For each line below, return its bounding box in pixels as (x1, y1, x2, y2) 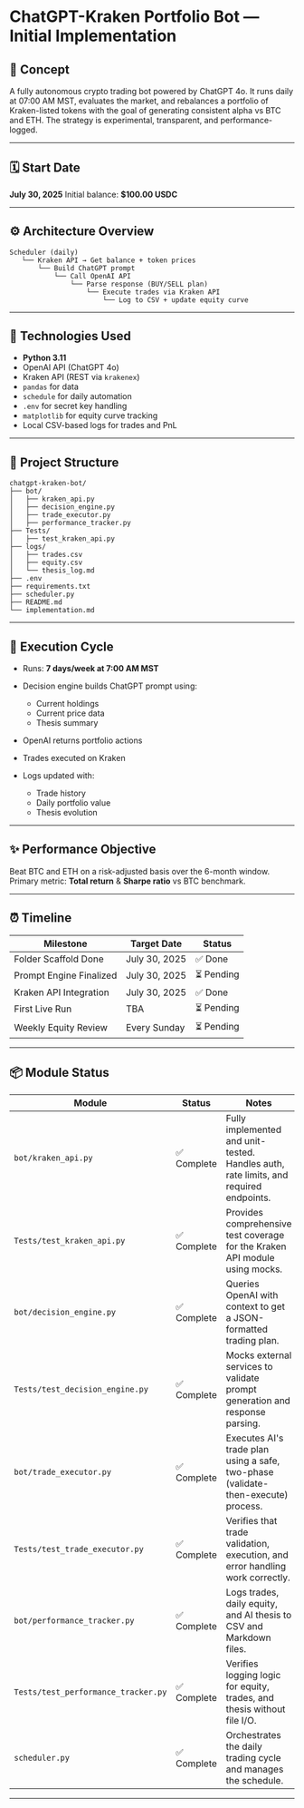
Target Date (129, 937, 183, 950)
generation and (225, 1394, 291, 1407)
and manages (225, 1763, 284, 1775)
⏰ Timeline (9, 910, 72, 926)
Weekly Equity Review (14, 1021, 109, 1034)
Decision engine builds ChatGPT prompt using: (22, 680, 197, 691)
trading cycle (225, 1751, 282, 1764)
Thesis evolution (35, 807, 98, 818)
